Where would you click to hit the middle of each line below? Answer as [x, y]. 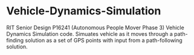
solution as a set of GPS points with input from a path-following [104, 40]
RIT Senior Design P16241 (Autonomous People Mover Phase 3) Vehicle [95, 27]
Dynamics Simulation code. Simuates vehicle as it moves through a [90, 33]
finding [15, 40]
